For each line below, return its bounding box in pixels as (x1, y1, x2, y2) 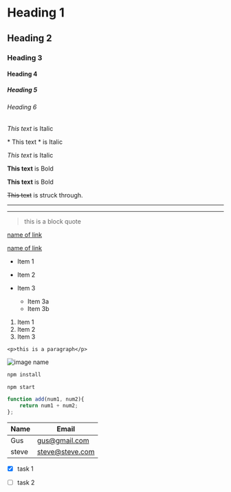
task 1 (16, 464, 34, 473)
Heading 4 (7, 70, 38, 78)
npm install (7, 371, 41, 378)
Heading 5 (7, 85, 38, 94)
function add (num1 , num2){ (7, 396, 85, 403)
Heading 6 (7, 103, 37, 111)
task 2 (16, 478, 35, 486)
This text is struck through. (7, 191, 84, 199)
